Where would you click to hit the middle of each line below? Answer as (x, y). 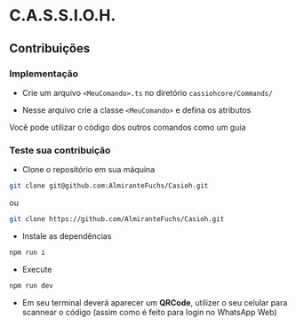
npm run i (28, 252)
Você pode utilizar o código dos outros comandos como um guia (128, 127)
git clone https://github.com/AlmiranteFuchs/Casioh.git (117, 219)
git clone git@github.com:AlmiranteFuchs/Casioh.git (109, 186)
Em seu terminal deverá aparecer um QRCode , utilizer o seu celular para (155, 302)
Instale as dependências (67, 235)
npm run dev (31, 285)
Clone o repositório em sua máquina (88, 170)
